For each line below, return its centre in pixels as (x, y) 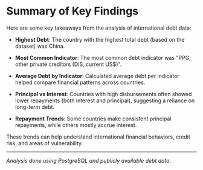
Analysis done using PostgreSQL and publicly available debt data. (89, 160)
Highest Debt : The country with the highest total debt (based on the (100, 39)
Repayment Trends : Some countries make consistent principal (93, 119)
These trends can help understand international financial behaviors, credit (98, 137)
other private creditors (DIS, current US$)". (68, 64)
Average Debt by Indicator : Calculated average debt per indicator (97, 76)
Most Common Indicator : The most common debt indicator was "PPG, (103, 57)
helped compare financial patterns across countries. (80, 82)
